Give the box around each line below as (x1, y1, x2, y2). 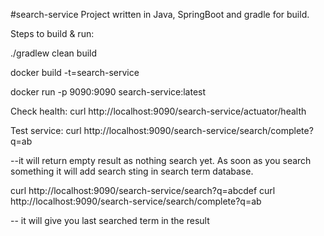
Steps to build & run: (10, 28, 95, 39)
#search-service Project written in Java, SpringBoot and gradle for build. (10, 9, 310, 20)
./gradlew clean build (10, 47, 98, 59)
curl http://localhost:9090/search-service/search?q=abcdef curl (10, 185, 276, 196)
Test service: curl (10, 125, 82, 136)
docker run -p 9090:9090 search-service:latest (10, 86, 207, 98)
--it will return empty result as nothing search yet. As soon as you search (10, 155, 312, 166)
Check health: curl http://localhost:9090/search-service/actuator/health (10, 105, 307, 117)
